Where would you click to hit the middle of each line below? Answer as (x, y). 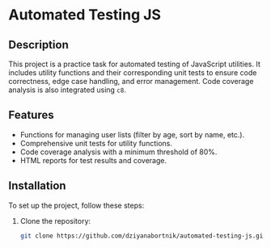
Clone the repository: (55, 221)
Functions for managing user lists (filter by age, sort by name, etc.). (132, 134)
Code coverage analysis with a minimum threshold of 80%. (119, 152)
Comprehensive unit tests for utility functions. (96, 143)
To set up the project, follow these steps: (76, 205)
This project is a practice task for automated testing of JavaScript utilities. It (135, 64)
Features (31, 115)
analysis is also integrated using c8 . (68, 90)
